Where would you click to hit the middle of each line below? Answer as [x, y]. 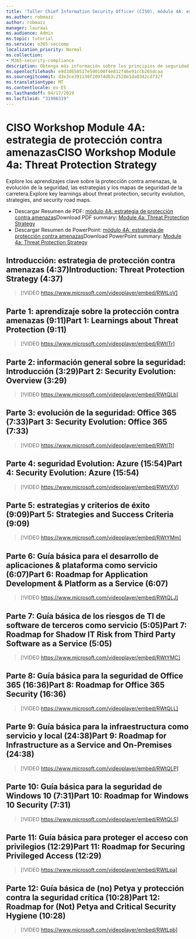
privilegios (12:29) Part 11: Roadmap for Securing [96, 847]
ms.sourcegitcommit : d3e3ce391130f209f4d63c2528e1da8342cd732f [85, 77]
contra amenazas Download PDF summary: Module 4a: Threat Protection [102, 217]
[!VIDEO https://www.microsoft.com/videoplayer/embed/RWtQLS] [99, 819]
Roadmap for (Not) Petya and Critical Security [91, 907]
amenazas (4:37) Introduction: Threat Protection [95, 270]
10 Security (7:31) [38, 805]
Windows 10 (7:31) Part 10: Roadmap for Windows [97, 796]
